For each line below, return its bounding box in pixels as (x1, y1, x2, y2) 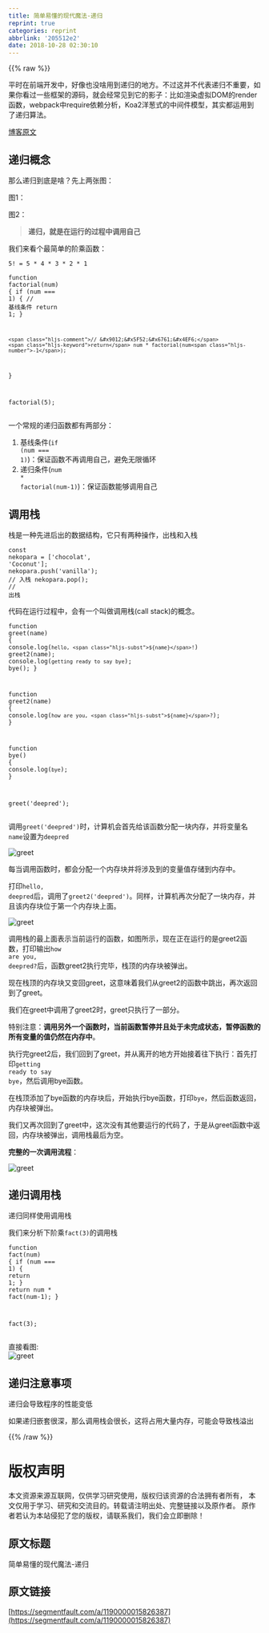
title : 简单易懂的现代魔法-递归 (8, 11, 103, 20)
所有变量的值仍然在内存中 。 (8, 1031, 100, 1042)
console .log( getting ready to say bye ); (8, 658, 132, 666)
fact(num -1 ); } (8, 1293, 59, 1301)
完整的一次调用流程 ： (8, 1147, 78, 1156)
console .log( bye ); (8, 765, 68, 773)
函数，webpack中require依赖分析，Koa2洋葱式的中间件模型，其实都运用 (8, 100, 247, 110)
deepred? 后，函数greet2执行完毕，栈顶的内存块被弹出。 (8, 961, 192, 970)
